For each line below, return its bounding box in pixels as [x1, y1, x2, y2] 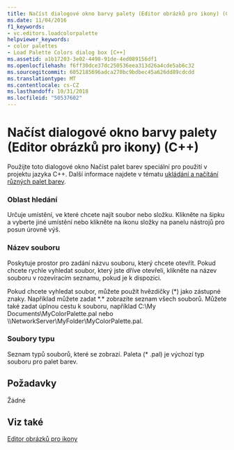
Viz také [7, 417, 44, 428]
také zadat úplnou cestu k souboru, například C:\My [7, 301, 156, 310]
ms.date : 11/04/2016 [7, 17, 68, 24]
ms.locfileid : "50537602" [7, 95, 82, 102]
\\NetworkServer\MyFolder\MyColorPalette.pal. [7, 317, 143, 325]
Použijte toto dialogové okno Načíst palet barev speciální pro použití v [7, 162, 208, 171]
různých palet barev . [7, 177, 66, 186]
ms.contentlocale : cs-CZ [7, 82, 79, 89]
